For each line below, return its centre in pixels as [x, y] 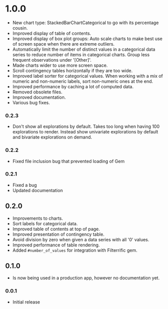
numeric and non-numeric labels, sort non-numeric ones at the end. [83, 81]
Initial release [26, 302]
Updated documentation [38, 190]
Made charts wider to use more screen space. [60, 65]
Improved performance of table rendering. [56, 245]
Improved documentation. [39, 97]
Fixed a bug [25, 185]
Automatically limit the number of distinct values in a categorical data [84, 49]
